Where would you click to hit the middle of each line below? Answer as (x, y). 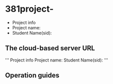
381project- (29, 9)
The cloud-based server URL (50, 48)
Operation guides (32, 75)
